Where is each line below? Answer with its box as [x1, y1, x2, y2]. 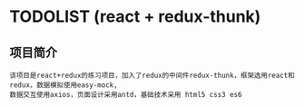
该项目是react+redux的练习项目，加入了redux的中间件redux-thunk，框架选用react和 [9, 71, 295, 80]
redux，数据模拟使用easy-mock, [9, 81, 118, 90]
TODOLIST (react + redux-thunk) [9, 6, 261, 27]
